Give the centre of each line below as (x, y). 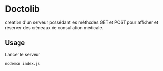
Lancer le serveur (23, 54)
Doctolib (22, 9)
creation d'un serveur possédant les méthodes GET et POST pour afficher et (82, 22)
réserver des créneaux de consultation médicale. (54, 27)
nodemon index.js (23, 63)
